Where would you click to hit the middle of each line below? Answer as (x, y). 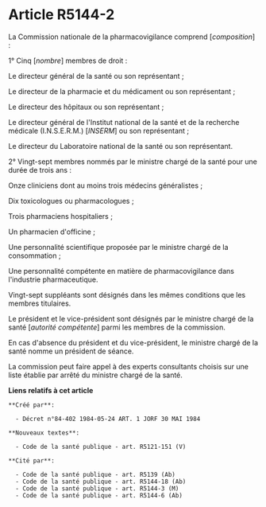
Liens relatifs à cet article (51, 390)
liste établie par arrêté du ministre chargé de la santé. (95, 375)
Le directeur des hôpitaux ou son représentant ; (86, 107)
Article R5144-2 (62, 15)
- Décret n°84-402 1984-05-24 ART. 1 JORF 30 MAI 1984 (108, 419)
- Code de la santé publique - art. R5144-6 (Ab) (99, 495)
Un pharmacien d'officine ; (52, 232)
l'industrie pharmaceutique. (53, 279)
